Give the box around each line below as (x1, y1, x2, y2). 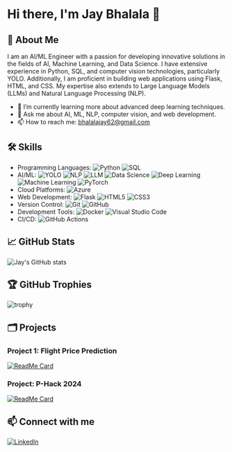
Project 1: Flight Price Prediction (7, 346, 117, 355)
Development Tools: (17, 208, 75, 216)
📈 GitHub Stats (7, 236, 75, 248)
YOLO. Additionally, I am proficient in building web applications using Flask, (7, 74, 222, 83)
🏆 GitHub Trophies (7, 279, 92, 291)
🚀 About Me (7, 34, 59, 46)
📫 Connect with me (7, 416, 95, 428)
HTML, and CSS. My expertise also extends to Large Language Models (7, 82, 210, 90)
